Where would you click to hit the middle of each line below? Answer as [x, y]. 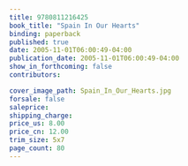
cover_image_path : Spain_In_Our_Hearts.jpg [90, 91]
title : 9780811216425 [49, 17]
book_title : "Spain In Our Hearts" [75, 26]
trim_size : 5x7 [37, 140]
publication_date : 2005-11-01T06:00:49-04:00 [94, 58]
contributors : [35, 75]
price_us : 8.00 [37, 124]
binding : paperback [45, 34]
